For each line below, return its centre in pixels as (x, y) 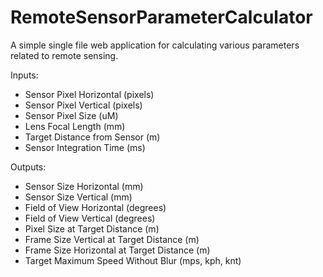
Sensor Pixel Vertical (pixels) (83, 105)
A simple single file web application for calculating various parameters (155, 45)
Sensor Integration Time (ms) (85, 147)
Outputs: (28, 167)
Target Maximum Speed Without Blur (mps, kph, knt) (133, 260)
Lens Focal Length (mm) (75, 126)
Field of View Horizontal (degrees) (95, 207)
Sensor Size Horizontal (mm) (84, 186)
